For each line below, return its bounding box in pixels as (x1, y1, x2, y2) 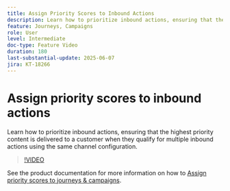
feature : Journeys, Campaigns (7, 23, 94, 29)
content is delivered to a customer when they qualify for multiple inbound (7, 135, 214, 143)
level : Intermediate (7, 36, 66, 42)
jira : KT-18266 (7, 61, 51, 68)
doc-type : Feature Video (7, 42, 78, 49)
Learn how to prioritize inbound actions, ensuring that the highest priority (7, 127, 214, 136)
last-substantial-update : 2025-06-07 (7, 55, 115, 62)
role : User (7, 29, 38, 36)
